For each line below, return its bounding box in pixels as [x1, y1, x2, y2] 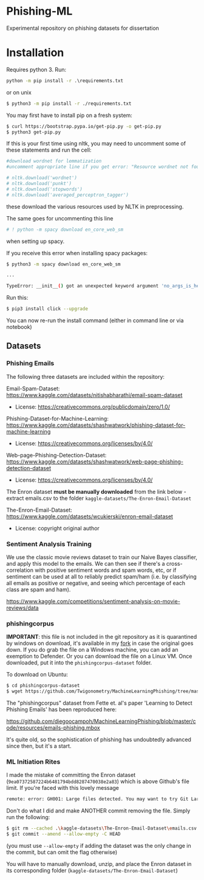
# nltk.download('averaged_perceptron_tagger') [6, 192, 129, 198]
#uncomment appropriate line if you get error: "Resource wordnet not [6, 164, 189, 170]
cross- [166, 560, 183, 567]
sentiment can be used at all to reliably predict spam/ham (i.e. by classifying [6, 572, 197, 580]
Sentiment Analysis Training [6, 540, 92, 548]
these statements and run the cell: [6, 146, 92, 153]
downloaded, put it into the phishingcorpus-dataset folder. [6, 659, 152, 666]
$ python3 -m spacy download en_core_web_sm [6, 261, 121, 267]
